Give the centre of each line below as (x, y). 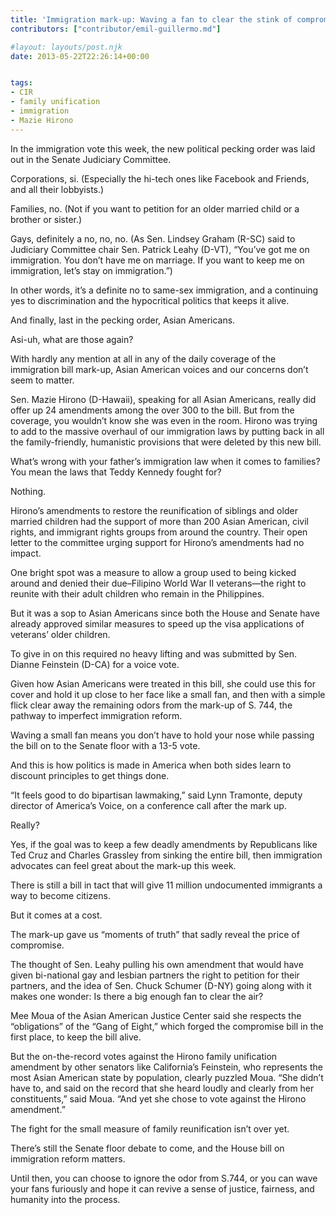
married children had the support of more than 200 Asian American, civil (159, 521)
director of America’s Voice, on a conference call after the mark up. (148, 805)
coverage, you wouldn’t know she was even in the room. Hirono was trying (164, 420)
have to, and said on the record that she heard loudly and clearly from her (162, 1088)
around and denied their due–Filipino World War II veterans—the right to (158, 583)
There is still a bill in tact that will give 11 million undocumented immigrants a (166, 885)
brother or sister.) (46, 219)
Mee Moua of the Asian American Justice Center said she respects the (156, 1015)
